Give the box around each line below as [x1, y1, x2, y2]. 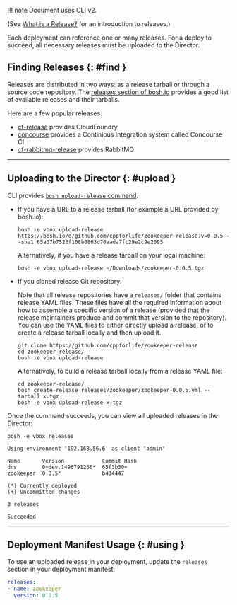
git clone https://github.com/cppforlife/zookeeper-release [17, 342, 198, 349]
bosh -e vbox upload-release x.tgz [17, 399, 123, 406]
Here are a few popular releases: [7, 109, 102, 117]
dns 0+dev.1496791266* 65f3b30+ [7, 463, 128, 471]
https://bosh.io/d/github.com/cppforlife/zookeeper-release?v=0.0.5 [17, 232, 224, 239]
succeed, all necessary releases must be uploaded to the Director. [7, 41, 200, 49]
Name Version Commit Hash [7, 457, 138, 464]
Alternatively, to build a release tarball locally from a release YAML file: [17, 367, 224, 375]
